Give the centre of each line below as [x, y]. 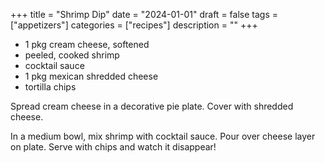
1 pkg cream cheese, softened [87, 44]
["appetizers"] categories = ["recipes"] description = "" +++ [134, 25]
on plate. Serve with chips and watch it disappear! [113, 147]
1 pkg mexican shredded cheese [91, 76]
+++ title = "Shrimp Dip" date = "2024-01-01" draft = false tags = [144, 14]
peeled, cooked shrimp [72, 55]
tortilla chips [50, 87]
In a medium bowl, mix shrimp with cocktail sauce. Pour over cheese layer [163, 136]
